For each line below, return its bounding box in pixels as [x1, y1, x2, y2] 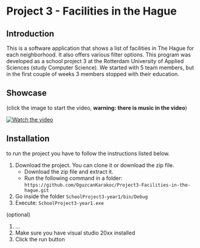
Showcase [6, 88, 47, 98]
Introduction [6, 29, 55, 39]
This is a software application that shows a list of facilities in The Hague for [6, 44, 195, 52]
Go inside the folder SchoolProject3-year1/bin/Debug [15, 193, 148, 200]
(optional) [6, 211, 30, 218]
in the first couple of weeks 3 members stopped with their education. [6, 71, 179, 77]
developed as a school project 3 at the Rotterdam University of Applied [6, 58, 184, 64]
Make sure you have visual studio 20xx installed [15, 229, 136, 236]
